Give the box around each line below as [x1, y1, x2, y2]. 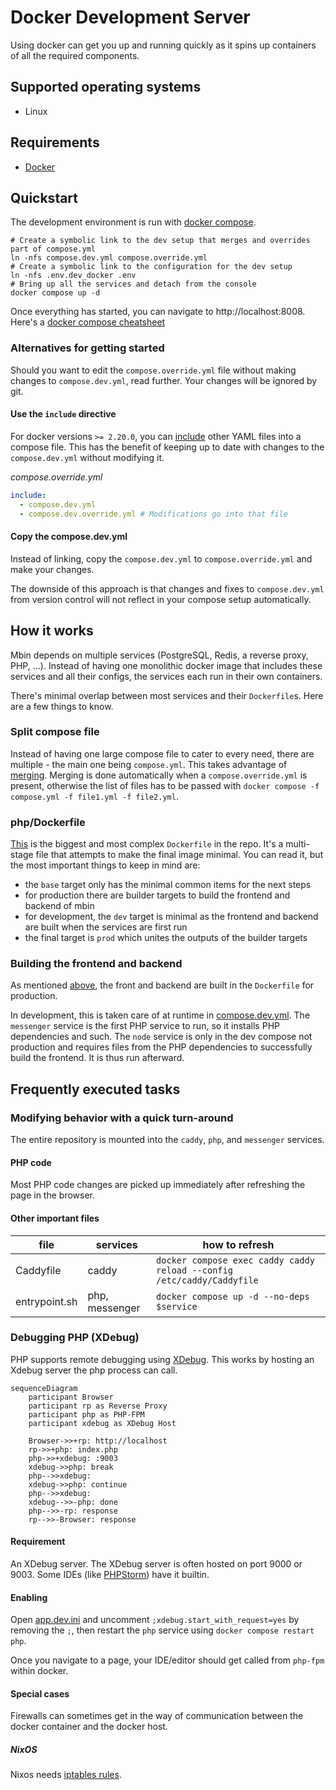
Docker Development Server [10, 6, 251, 29]
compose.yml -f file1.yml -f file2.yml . [10, 790, 179, 802]
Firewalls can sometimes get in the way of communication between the [10, 1710, 304, 1722]
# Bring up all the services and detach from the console [10, 279, 257, 290]
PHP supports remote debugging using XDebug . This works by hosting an [10, 1353, 315, 1365]
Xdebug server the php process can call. [10, 1364, 178, 1376]
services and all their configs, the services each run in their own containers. [10, 670, 323, 682]
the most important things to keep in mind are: [10, 859, 201, 871]
